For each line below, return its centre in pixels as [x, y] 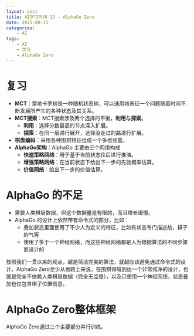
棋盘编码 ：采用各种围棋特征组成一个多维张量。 [71, 140]
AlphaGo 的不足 [45, 195]
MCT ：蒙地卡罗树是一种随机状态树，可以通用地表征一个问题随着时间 [98, 103]
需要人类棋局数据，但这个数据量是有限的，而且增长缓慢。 [84, 212]
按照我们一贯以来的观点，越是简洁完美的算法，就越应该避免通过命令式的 [93, 262]
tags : [13, 39]
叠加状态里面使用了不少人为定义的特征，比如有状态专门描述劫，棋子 [105, 227]
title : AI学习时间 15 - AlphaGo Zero [50, 17]
